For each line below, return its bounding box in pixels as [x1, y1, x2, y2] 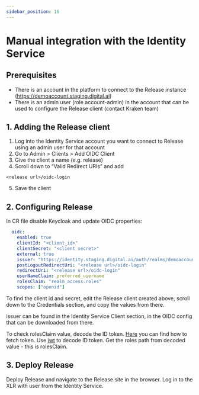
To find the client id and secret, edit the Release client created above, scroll [6, 294, 190, 302]
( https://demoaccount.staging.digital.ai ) [14, 92, 112, 99]
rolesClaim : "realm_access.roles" [17, 279, 102, 285]
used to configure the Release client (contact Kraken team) [14, 105, 159, 112]
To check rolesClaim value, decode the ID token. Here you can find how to [6, 330, 188, 338]
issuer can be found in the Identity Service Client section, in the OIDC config [6, 312, 192, 320]
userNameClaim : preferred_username [17, 273, 105, 279]
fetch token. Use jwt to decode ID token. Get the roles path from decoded [6, 336, 185, 343]
